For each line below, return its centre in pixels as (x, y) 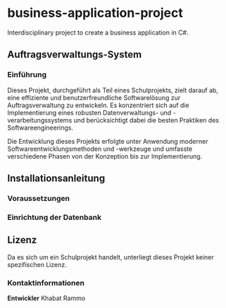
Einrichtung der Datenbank (55, 217)
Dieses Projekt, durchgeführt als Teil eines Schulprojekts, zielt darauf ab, (113, 90)
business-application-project (95, 13)
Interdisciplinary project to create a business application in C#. (98, 32)
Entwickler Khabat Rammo (46, 298)
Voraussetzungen (39, 198)
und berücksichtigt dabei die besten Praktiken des (146, 120)
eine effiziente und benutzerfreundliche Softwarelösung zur (94, 97)
